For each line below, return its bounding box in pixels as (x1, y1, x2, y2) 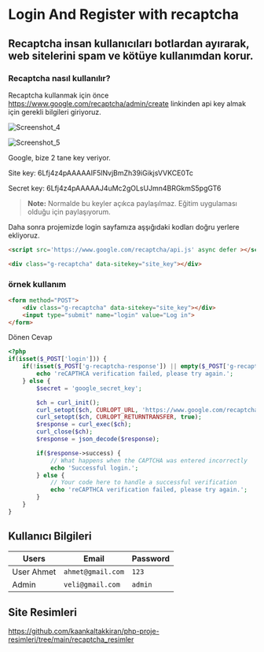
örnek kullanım (8, 278, 67, 289)
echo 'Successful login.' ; (49, 464, 139, 472)
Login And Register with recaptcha (8, 6, 240, 24)
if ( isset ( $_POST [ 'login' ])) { (8, 355, 108, 363)
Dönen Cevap (8, 333, 53, 342)
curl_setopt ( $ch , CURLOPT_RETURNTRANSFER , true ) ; (36, 413, 202, 422)
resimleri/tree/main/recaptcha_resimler (8, 635, 134, 644)
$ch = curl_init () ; (36, 399, 101, 407)
